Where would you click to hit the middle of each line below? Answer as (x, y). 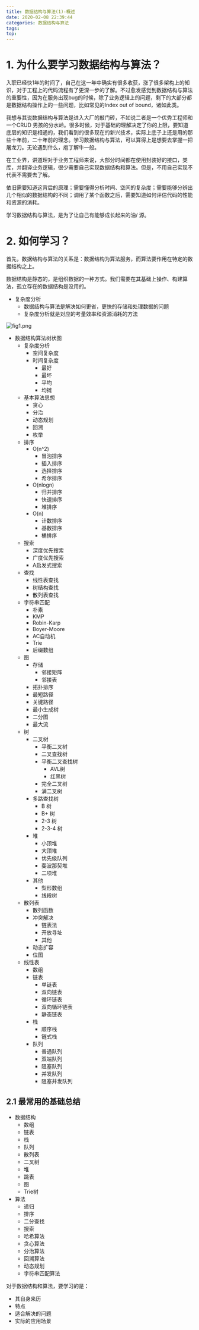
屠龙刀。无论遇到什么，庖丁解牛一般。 (53, 148)
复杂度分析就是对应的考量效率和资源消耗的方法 (81, 314)
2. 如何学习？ (38, 241)
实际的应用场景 (33, 1320)
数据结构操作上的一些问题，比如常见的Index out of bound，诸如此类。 (97, 105)
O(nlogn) (43, 485)
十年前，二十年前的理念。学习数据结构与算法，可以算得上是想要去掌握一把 (102, 140)
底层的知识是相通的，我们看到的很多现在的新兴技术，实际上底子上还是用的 (97, 133)
